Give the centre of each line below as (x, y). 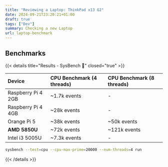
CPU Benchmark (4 (73, 78)
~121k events (124, 129)
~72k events (65, 129)
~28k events (65, 110)
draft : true (17, 19)
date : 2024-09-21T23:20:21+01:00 (40, 15)
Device (16, 81)
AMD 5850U (23, 129)
